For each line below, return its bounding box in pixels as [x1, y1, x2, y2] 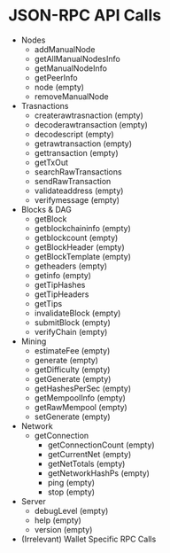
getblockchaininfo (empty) [34, 222, 131, 233]
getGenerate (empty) [34, 373, 112, 384]
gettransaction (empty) [34, 147, 119, 158]
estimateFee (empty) [34, 345, 111, 355]
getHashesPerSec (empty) [34, 383, 132, 393]
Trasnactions [20, 100, 69, 111]
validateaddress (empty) [34, 185, 124, 196]
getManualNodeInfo [34, 63, 108, 74]
